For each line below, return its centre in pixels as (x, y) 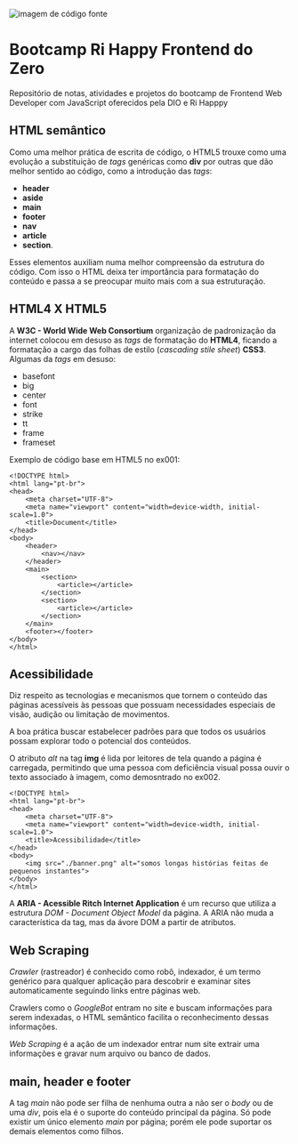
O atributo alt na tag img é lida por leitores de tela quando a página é (136, 758)
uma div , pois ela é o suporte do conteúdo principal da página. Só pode (140, 1112)
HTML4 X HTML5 (58, 309)
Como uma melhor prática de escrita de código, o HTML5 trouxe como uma (148, 152)
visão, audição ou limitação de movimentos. (90, 714)
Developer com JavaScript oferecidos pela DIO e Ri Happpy (119, 102)
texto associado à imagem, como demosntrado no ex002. (115, 777)
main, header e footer (70, 1081)
